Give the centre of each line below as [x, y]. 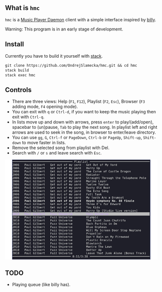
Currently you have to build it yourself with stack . [54, 56]
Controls [18, 90]
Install [15, 44]
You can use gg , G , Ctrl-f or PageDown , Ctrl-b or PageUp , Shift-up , [77, 138]
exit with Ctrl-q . [28, 117]
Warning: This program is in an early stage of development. [64, 29]
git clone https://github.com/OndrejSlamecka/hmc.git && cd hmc [71, 65]
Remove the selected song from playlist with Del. [61, 148]
